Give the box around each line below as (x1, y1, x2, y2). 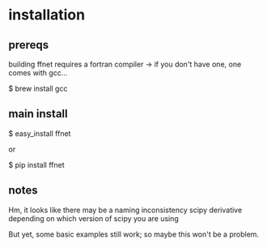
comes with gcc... (8, 68, 68, 78)
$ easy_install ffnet (8, 128, 71, 138)
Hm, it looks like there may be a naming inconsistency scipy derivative (8, 205, 243, 215)
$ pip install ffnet (8, 160, 65, 169)
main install (8, 107, 68, 121)
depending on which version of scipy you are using (8, 213, 180, 224)
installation (8, 6, 86, 24)
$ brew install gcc (8, 83, 68, 93)
